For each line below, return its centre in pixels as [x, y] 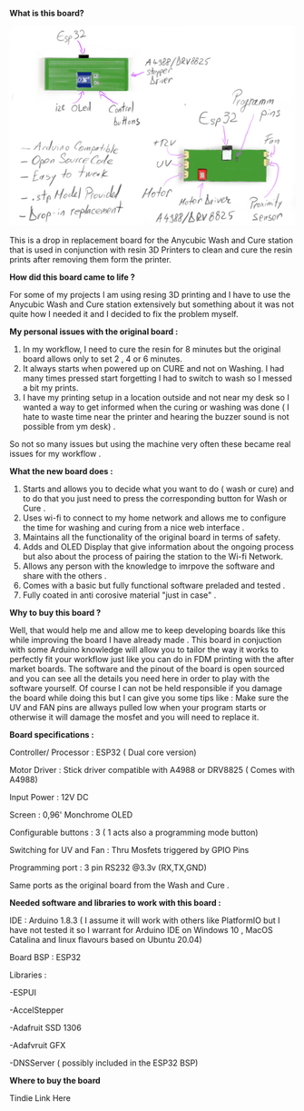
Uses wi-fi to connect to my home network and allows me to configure [154, 518]
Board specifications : [52, 734]
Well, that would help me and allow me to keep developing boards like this [147, 630]
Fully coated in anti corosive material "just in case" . [119, 595]
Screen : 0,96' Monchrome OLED [71, 814]
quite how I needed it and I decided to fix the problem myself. [124, 313]
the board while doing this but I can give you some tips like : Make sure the [149, 698]
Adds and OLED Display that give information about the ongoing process [158, 546]
